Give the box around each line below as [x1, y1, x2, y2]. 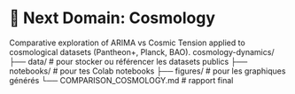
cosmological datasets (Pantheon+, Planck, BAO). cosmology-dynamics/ [9, 46, 275, 57]
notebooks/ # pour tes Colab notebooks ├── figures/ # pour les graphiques [9, 66, 286, 76]
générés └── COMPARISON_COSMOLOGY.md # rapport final [9, 74, 234, 85]
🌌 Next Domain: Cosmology [9, 8, 215, 28]
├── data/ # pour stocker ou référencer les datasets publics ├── [9, 56, 248, 67]
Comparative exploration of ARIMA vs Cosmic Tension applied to [9, 37, 245, 48]
